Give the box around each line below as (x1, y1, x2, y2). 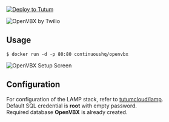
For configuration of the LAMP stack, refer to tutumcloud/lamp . (6, 95, 164, 103)
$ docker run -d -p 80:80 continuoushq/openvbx (6, 51, 129, 57)
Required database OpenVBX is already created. (6, 108, 128, 115)
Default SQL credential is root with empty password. (6, 102, 138, 109)
